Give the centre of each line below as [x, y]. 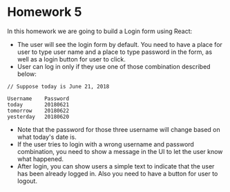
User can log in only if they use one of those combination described [114, 66]
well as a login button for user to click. [71, 59]
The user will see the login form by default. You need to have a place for [120, 44]
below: [27, 74]
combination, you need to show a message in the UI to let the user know [120, 151]
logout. [27, 181]
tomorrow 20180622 [38, 111]
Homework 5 [45, 12]
